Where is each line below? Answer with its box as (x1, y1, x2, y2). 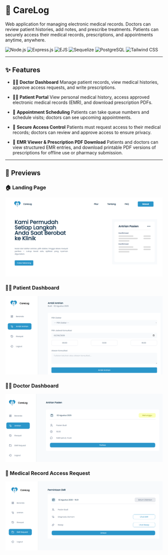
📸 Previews (5, 169, 41, 177)
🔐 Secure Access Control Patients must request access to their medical (12, 124, 161, 130)
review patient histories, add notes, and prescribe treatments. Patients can (5, 26, 159, 32)
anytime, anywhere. (5, 37, 46, 43)
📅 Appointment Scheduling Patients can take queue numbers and (12, 109, 149, 115)
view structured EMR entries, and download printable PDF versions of (12, 144, 156, 150)
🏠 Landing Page (5, 184, 46, 191)
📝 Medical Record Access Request (5, 470, 90, 477)
